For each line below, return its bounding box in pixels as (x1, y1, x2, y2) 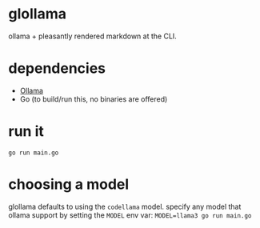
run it (8, 122, 44, 141)
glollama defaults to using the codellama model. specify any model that (8, 202, 242, 211)
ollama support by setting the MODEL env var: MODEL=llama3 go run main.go (8, 210, 252, 220)
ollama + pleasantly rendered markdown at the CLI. (8, 31, 178, 41)
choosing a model (8, 175, 130, 193)
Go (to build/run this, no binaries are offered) (19, 94, 168, 104)
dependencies (8, 59, 106, 78)
